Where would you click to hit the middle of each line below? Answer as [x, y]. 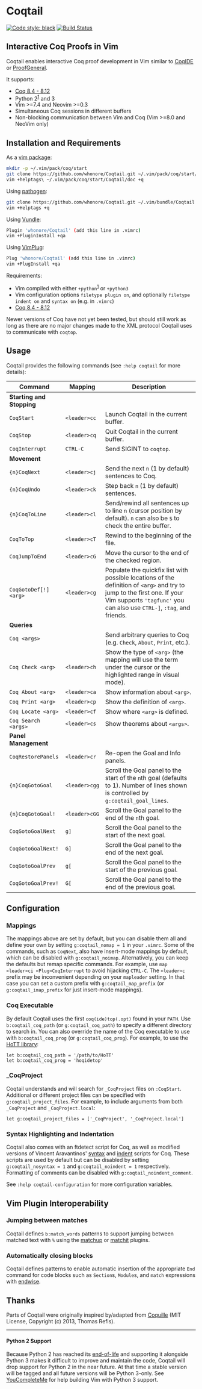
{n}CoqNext [25, 472]
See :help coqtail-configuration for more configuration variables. [90, 1184]
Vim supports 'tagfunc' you [145, 600]
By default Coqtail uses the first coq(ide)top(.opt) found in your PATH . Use [99, 1019]
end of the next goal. [134, 852]
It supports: [20, 79]
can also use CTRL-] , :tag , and [148, 608]
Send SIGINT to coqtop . [138, 449]
